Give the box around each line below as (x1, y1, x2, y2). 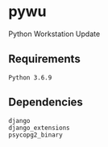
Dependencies (8, 96, 83, 109)
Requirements (8, 52, 81, 66)
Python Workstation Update (8, 29, 101, 39)
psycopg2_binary (8, 131, 63, 139)
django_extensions (8, 124, 70, 132)
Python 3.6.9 (8, 73, 52, 82)
